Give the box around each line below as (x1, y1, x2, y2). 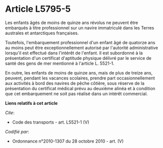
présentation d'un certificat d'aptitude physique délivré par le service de (5, 55, 152, 61)
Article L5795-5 (5, 3, 71, 15)
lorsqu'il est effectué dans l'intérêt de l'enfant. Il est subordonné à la (5, 50, 143, 56)
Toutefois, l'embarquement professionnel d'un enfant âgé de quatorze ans (5, 39, 156, 45)
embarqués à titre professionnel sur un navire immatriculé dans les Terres (5, 25, 155, 30)
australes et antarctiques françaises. (5, 30, 79, 36)
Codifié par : (5, 128, 29, 134)
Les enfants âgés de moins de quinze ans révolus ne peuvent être (5, 20, 138, 25)
